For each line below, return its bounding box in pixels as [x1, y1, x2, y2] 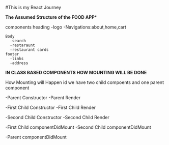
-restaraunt [10, 43, 36, 48]
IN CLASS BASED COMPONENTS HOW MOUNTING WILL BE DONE [5, 70, 147, 75]
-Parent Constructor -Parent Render [5, 95, 81, 101]
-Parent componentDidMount [5, 134, 67, 140]
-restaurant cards [10, 47, 49, 52]
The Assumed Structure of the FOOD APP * [5, 14, 97, 20]
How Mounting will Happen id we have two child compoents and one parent [5, 79, 164, 85]
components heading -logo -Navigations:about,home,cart [5, 24, 126, 30]
